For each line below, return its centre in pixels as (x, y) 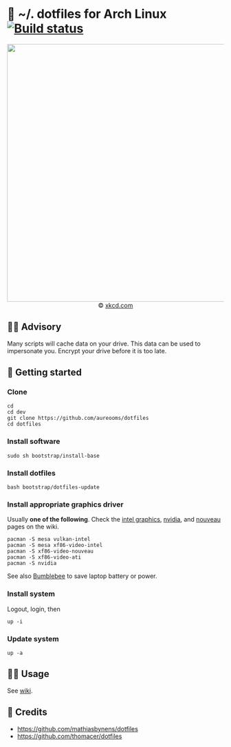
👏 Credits (27, 712)
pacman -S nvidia (32, 564)
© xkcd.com (115, 305)
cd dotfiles (24, 424)
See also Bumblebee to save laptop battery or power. (82, 576)
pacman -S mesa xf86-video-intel (55, 546)
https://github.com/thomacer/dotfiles (69, 736)
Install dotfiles (32, 473)
